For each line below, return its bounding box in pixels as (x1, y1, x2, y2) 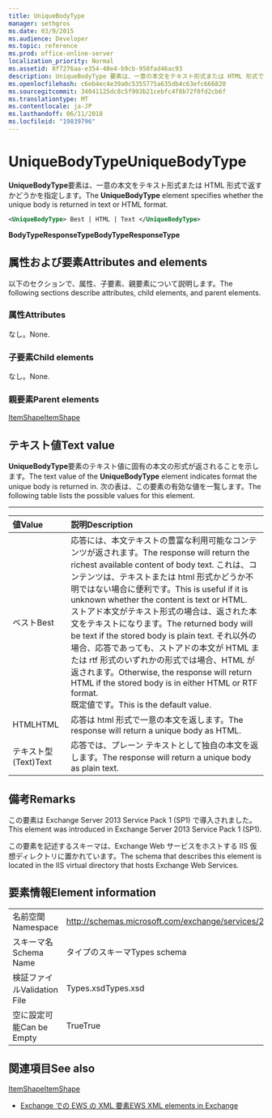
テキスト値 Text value (8, 438, 115, 452)
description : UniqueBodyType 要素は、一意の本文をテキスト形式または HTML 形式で (8, 72, 265, 80)
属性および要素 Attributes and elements (8, 256, 208, 269)
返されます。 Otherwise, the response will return (70, 667, 253, 678)
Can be (20, 1021, 49, 1033)
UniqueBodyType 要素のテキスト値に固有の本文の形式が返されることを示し (8, 462, 260, 471)
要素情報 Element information (8, 886, 156, 900)
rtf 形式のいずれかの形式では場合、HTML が (88, 655, 255, 666)
